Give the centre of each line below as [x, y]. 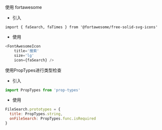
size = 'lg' [24, 55]
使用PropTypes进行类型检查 [33, 70]
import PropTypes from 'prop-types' [43, 90]
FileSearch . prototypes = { [33, 109]
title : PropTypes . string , [36, 114]
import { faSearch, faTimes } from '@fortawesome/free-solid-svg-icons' [81, 27]
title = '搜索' [27, 51]
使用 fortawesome [23, 7]
